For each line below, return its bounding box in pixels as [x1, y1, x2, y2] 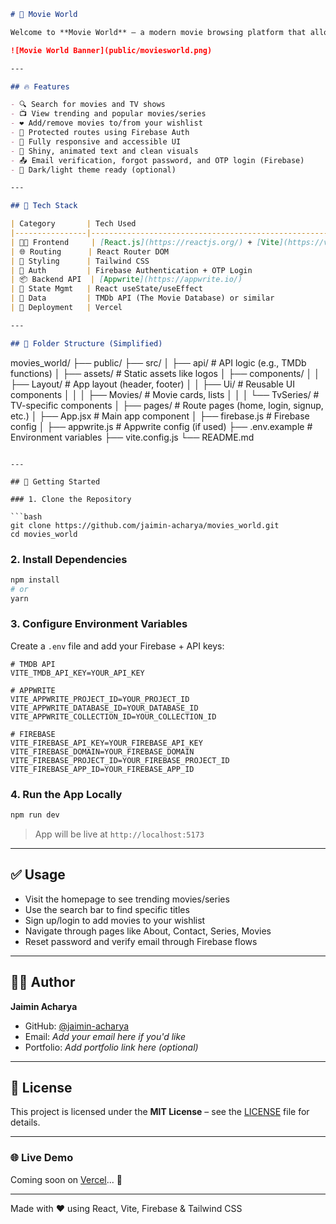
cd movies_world [10, 529, 78, 539]
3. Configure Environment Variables [10, 617, 188, 631]
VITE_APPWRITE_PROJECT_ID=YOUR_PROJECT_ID [10, 694, 190, 704]
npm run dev [10, 810, 60, 820]
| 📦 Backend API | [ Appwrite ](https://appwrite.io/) [10, 275, 243, 285]
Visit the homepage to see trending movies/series [24, 893, 230, 905]
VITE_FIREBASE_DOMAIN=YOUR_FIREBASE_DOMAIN [10, 746, 195, 757]
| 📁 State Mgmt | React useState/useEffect [10, 284, 203, 294]
